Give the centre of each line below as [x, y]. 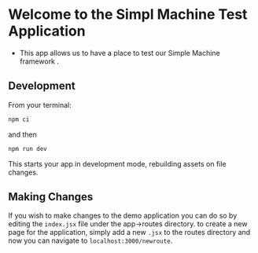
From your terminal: [40, 104]
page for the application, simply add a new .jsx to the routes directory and [129, 233]
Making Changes [51, 197]
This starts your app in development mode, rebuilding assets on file [117, 163]
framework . [39, 61]
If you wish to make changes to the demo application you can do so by [123, 216]
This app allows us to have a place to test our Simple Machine [120, 53]
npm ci [19, 119]
